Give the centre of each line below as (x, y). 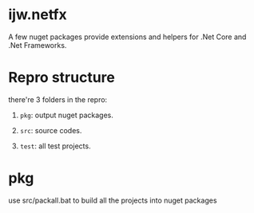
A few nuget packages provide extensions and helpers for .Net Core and (127, 37)
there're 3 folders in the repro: (58, 99)
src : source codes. (51, 130)
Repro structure (62, 78)
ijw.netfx (38, 15)
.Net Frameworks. (38, 45)
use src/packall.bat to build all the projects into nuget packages (113, 200)
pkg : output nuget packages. (66, 115)
